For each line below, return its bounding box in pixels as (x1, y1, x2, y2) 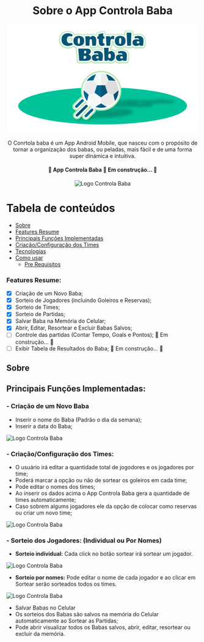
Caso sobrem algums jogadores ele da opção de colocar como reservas (15, 502, 197, 510)
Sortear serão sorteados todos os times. (15, 580, 117, 588)
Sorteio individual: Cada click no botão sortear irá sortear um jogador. (15, 550, 193, 557)
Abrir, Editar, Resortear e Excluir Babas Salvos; (15, 324, 133, 331)
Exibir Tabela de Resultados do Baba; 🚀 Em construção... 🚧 (15, 344, 164, 352)
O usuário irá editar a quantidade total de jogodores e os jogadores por (15, 463, 194, 470)
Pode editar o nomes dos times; (15, 483, 96, 490)
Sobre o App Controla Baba (32, 4, 173, 18)
